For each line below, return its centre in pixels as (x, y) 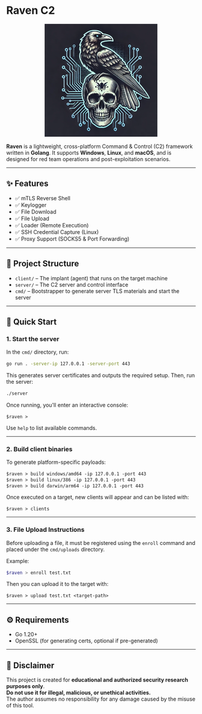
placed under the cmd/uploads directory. (56, 549)
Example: (18, 561)
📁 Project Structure (43, 264)
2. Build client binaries (39, 449)
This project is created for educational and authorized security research (97, 680)
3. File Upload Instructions (45, 530)
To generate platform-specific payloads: (56, 462)
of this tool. (20, 706)
